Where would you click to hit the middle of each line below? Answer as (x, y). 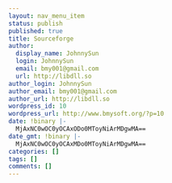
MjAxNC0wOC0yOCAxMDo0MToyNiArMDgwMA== (81, 144)
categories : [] (34, 151)
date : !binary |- (38, 121)
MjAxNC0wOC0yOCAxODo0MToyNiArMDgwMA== (81, 129)
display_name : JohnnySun (57, 53)
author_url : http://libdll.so (59, 99)
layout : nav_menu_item (46, 16)
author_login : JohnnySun (50, 83)
